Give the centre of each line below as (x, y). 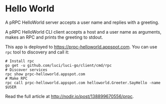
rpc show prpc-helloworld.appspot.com (45, 74)
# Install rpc (20, 61)
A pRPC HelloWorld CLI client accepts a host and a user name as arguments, (83, 32)
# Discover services (27, 70)
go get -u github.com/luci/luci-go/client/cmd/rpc (58, 65)
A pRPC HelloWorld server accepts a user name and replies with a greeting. (82, 22)
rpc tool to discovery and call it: (37, 52)
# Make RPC (16, 78)
